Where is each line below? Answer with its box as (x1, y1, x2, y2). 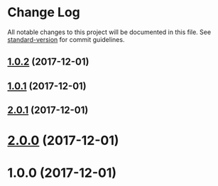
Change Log (7, 4, 80, 21)
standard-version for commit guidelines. (7, 35, 125, 43)
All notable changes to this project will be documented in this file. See (7, 28, 212, 36)
